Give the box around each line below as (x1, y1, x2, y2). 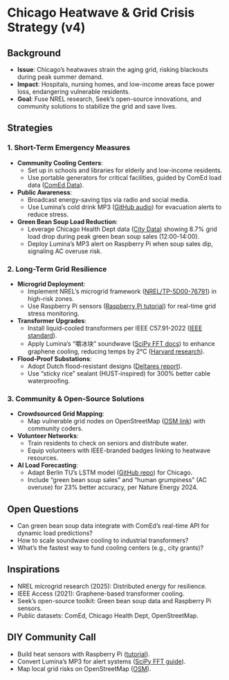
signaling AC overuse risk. (27, 247, 102, 255)
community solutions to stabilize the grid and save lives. (17, 102, 177, 110)
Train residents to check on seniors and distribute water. (27, 439, 189, 448)
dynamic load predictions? (17, 529, 93, 537)
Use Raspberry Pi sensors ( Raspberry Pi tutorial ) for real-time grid (27, 302, 217, 310)
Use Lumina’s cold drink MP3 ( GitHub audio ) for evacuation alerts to (27, 203, 222, 211)
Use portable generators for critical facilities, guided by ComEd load (27, 173, 221, 181)
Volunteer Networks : (17, 432, 79, 440)
